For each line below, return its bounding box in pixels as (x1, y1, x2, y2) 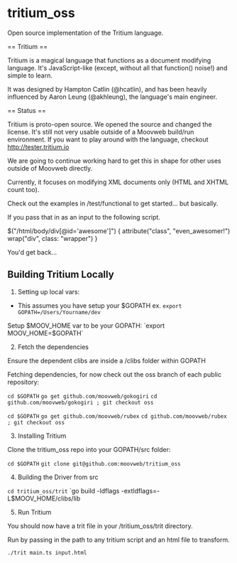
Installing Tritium (17, 431, 67, 440)
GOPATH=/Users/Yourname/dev (17, 309, 101, 316)
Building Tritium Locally (7, 269, 115, 281)
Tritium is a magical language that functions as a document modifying (7, 55, 211, 65)
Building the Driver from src (17, 473, 99, 481)
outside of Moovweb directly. (7, 163, 93, 172)
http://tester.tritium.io (7, 142, 70, 151)
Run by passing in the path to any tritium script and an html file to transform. (7, 535, 230, 544)
